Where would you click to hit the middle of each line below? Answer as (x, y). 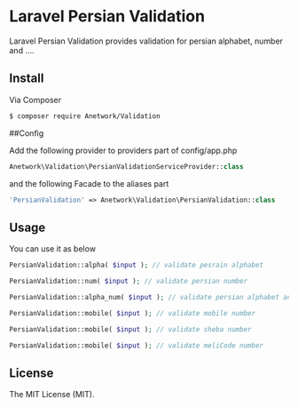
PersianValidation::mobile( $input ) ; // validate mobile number (132, 313)
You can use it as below (52, 249)
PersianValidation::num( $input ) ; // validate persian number (129, 282)
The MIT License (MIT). (52, 395)
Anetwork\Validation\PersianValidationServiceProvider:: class (126, 166)
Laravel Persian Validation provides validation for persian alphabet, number (146, 41)
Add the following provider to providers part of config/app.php (123, 150)
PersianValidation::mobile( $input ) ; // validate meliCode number (137, 345)
